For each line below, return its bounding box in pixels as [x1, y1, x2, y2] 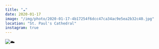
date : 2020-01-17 [5, 12, 41, 17]
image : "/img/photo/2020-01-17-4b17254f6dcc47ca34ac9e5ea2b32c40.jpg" [5, 16, 155, 21]
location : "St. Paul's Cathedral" [5, 21, 77, 26]
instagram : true [5, 25, 39, 30]
